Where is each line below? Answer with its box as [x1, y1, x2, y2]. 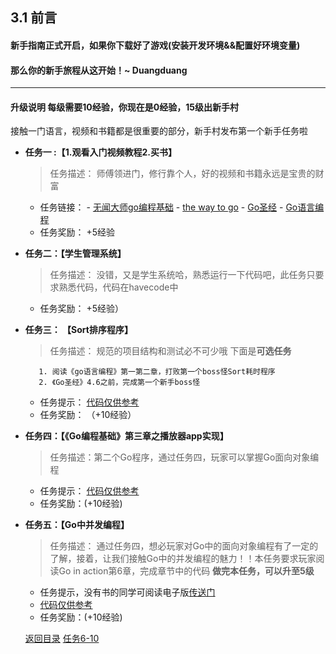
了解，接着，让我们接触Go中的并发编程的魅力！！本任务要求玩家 [49, 553, 317, 565]
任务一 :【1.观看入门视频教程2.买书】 [24, 146, 177, 158]
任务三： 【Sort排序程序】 [24, 324, 133, 336]
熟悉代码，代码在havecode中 [58, 281, 179, 293]
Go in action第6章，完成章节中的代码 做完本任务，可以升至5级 [58, 565, 315, 577]
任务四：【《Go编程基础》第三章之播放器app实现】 [24, 430, 229, 442]
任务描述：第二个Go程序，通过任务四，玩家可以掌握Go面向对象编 [49, 451, 320, 463]
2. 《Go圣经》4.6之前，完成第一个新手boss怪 [38, 378, 201, 388]
